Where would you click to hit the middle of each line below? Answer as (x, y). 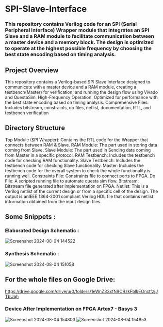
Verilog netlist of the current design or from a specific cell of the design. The (81, 191)
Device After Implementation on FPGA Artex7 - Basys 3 (71, 309)
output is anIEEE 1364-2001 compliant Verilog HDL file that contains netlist (79, 196)
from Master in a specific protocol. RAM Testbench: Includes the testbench (80, 155)
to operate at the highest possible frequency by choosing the (78, 49)
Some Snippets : (30, 217)
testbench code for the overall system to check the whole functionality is (78, 170)
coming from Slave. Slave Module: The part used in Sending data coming (78, 150)
